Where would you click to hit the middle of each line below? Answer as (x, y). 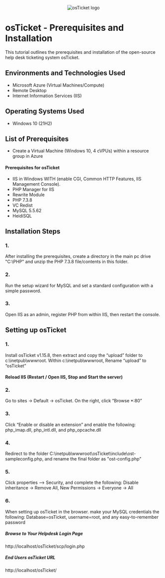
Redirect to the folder (27, 454)
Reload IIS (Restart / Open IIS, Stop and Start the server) (64, 377)
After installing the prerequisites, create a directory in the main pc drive (78, 256)
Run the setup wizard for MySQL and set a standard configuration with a (79, 285)
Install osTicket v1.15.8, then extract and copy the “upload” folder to (74, 355)
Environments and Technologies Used (65, 73)
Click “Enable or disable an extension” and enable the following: (71, 424)
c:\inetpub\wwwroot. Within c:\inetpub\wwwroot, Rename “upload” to (76, 360)
